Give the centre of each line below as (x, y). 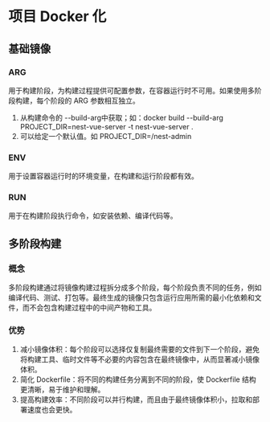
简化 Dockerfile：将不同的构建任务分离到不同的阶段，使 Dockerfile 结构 (138, 379)
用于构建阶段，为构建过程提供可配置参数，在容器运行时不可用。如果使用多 (131, 90)
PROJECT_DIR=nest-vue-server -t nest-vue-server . (106, 126)
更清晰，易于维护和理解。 (62, 390)
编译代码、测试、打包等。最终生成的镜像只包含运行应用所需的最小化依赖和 (131, 297)
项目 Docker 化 (57, 16)
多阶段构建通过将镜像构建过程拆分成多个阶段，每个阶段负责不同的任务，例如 (135, 288)
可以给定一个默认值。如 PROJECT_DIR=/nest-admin (106, 136)
